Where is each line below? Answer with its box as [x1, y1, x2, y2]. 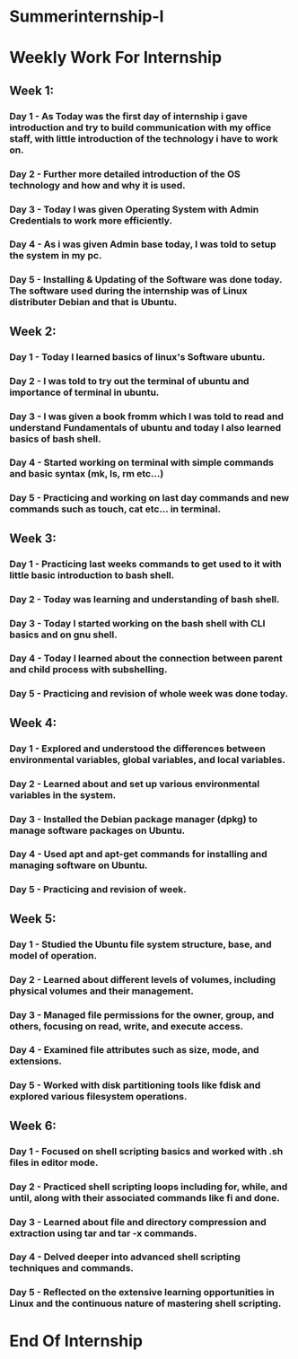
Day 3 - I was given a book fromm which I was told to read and [9, 410, 285, 423]
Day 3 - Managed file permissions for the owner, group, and [9, 1008, 275, 1021]
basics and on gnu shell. [9, 628, 118, 641]
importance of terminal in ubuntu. [9, 386, 160, 399]
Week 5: [9, 911, 57, 926]
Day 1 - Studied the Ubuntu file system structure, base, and [9, 938, 272, 951]
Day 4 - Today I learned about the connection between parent [9, 653, 283, 665]
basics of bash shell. [9, 433, 101, 445]
